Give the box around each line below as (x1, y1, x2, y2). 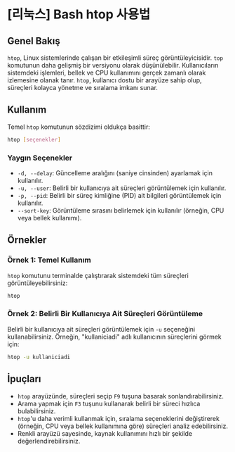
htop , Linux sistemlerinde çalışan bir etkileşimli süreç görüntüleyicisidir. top (7, 54, 223, 62)
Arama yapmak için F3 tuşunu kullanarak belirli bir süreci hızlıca (17, 399, 201, 408)
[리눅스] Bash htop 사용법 (7, 6, 151, 23)
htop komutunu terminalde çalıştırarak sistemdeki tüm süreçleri (7, 271, 189, 280)
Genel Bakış (7, 34, 61, 46)
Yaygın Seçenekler (7, 153, 72, 163)
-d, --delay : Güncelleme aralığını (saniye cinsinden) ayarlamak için (17, 168, 213, 177)
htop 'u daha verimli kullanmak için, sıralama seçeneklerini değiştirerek (17, 414, 220, 422)
